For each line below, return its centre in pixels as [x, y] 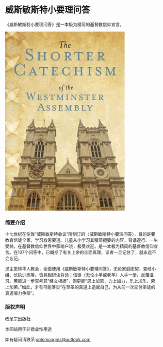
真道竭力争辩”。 [21, 293]
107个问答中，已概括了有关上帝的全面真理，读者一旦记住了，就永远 [85, 252]
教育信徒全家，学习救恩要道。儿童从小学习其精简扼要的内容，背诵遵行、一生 [81, 240]
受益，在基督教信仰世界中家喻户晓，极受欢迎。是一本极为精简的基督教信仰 [79, 246]
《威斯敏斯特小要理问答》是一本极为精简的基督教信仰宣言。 [65, 24]
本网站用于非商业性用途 [28, 329]
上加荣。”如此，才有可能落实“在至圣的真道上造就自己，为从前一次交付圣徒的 [80, 287]
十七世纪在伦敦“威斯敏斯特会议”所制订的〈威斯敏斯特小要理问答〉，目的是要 [80, 234]
